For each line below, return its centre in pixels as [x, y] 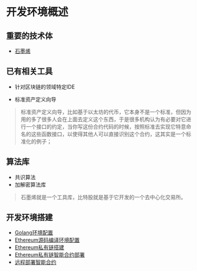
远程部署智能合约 [35, 262]
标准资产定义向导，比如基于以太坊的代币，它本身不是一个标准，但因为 [106, 112]
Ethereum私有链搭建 [39, 247]
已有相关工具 [29, 71]
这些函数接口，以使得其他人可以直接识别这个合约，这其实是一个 [109, 134]
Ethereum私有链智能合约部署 [50, 255]
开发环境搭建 [29, 218]
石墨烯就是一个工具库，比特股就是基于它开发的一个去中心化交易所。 [103, 197]
